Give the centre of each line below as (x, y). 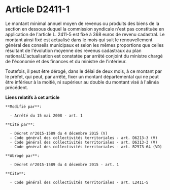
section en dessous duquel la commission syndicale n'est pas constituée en (85, 29)
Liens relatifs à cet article (32, 97)
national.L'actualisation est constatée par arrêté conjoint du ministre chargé (84, 56)
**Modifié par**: (24, 106)
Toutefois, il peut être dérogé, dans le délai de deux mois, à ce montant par (84, 71)
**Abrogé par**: (22, 156)
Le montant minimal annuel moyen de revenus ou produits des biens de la (82, 23)
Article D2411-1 (38, 9)
